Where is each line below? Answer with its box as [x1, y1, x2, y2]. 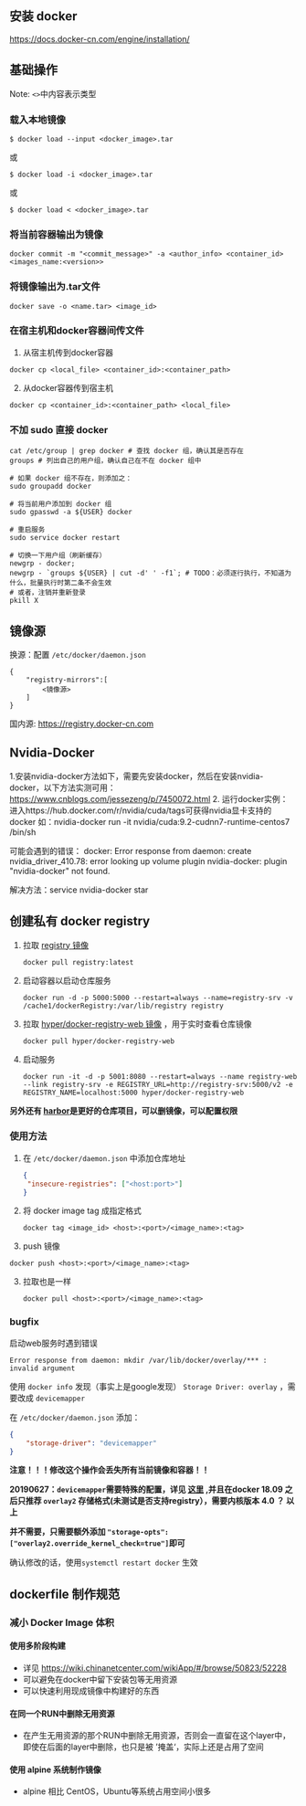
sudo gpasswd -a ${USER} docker [9, 508, 132, 517]
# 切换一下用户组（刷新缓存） [9, 551, 107, 560]
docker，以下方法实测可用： [9, 782, 116, 793]
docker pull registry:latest [22, 957, 134, 966]
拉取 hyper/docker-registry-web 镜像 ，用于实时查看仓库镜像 [22, 1018, 253, 1030]
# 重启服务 [9, 525, 46, 534]
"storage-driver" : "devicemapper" [26, 1438, 157, 1448]
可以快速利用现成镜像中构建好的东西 [22, 1685, 160, 1696]
